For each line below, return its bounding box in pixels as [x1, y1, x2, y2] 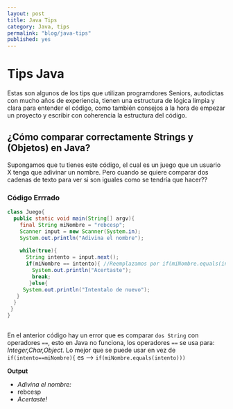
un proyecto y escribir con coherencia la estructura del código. [7, 111, 187, 120]
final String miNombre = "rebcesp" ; [19, 221, 126, 228]
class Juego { [7, 209, 45, 216]
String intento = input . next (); [25, 254, 119, 261]
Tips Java [7, 66, 64, 82]
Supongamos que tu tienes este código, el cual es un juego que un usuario [7, 161, 221, 169]
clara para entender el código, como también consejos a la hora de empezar [7, 104, 225, 112]
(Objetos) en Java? [7, 142, 91, 154]
